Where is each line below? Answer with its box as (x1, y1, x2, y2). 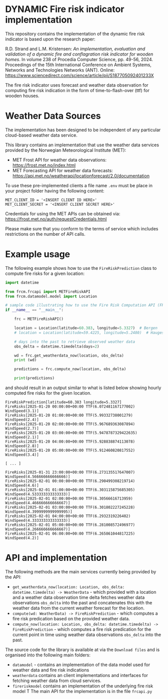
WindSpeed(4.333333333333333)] (5, 518, 70, 523)
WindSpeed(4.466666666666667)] (5, 501, 70, 506)
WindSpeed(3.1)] (5, 409, 39, 414)
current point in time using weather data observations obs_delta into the (12, 632, 161, 637)
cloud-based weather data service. (5, 132, 77, 138)
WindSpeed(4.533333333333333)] (5, 492, 70, 497)
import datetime (5, 280, 39, 285)
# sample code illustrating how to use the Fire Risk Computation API (5, 303, 155, 308)
